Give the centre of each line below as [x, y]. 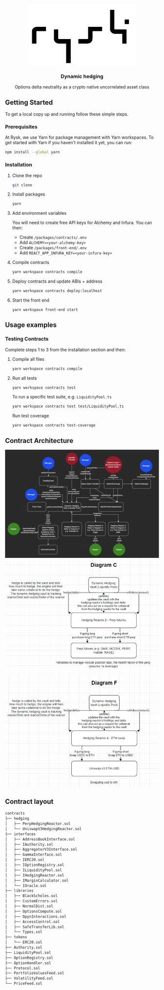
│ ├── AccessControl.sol [32, 922]
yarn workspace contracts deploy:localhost [57, 291]
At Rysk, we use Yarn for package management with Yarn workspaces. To [79, 137]
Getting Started [29, 102]
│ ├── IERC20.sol [25, 860]
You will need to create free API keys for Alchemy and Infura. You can [82, 223]
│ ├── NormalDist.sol [29, 906]
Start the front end [31, 300]
